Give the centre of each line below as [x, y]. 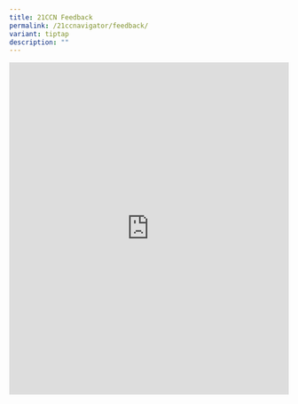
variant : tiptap [39, 34]
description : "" [39, 42]
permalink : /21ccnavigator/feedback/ [79, 26]
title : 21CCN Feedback [51, 17]
